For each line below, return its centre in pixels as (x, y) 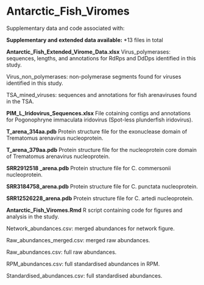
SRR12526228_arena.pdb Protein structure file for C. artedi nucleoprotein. (100, 198)
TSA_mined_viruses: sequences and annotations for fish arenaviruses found (101, 95)
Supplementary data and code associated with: (65, 28)
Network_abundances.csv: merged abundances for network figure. (91, 228)
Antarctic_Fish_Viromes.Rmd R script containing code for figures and (94, 210)
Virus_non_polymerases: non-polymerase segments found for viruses (94, 76)
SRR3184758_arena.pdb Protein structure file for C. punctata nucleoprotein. (102, 186)
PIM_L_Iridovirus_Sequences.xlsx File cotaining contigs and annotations (98, 113)
